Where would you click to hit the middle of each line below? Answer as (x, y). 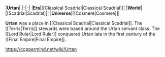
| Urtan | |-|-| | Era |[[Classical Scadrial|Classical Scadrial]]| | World (73, 8)
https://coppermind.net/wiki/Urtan (41, 49)
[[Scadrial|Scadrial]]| (27, 13)
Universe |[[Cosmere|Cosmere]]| (86, 13)
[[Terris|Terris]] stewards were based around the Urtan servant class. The (82, 28)
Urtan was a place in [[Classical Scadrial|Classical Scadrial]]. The (74, 23)
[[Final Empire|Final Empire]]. (36, 39)
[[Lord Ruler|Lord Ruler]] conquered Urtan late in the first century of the (80, 34)
